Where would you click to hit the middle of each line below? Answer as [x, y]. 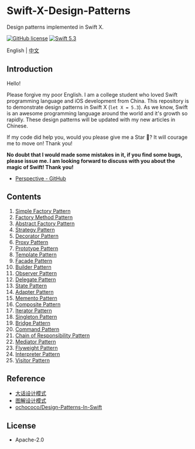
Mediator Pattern [35, 341]
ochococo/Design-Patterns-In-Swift [59, 407]
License [21, 426]
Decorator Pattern [37, 236]
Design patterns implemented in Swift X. [55, 27]
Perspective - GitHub [40, 178]
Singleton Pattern [36, 317]
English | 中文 [23, 50]
